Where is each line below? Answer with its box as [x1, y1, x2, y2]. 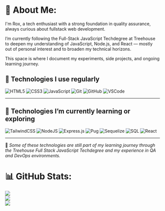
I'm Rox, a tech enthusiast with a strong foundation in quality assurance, [5, 21, 151, 27]
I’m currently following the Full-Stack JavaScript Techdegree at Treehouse [5, 35, 156, 41]
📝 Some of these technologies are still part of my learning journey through [5, 142, 156, 148]
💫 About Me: [5, 4, 57, 16]
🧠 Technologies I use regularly [5, 75, 100, 83]
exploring [5, 115, 35, 123]
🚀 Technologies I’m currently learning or [5, 107, 131, 115]
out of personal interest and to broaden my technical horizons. [5, 46, 132, 52]
